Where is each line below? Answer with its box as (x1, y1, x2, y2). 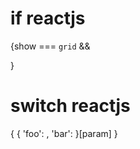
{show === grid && (10, 40, 91, 52)
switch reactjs (10, 95, 131, 117)
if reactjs (10, 7, 86, 30)
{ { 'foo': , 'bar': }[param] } (10, 127, 118, 139)
